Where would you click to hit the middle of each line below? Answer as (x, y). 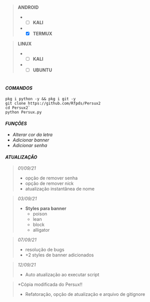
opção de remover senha (51, 178)
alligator (41, 230)
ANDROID (28, 7)
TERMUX (43, 34)
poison (40, 214)
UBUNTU (42, 70)
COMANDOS (19, 88)
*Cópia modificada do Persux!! (50, 285)
